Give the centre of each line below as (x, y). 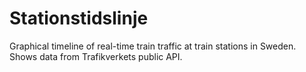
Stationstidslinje (79, 18)
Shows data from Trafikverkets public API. (96, 56)
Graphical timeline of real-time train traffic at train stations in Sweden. (153, 46)
